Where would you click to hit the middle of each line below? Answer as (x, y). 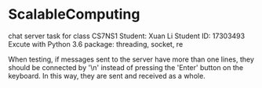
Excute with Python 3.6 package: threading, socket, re (96, 44)
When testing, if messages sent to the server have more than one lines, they (131, 59)
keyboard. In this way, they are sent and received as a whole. (107, 76)
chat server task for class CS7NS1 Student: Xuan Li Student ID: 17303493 (127, 36)
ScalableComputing (74, 14)
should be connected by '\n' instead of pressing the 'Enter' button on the (126, 67)
